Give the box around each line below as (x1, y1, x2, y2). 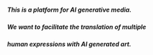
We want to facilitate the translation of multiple (7, 23, 147, 31)
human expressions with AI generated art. (7, 40, 132, 48)
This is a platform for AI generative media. (7, 5, 132, 14)
